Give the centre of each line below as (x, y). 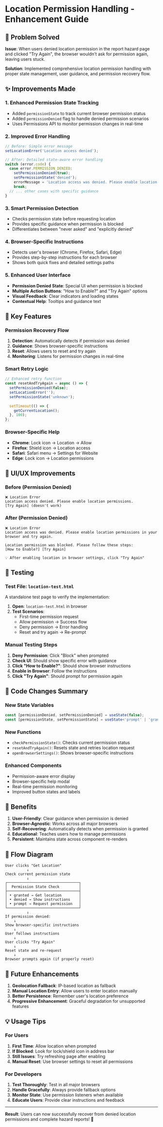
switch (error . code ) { (28, 164)
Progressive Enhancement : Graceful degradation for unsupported (79, 1001)
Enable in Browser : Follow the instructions (54, 671)
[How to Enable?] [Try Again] (36, 549)
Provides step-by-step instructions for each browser (65, 257)
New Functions (23, 732)
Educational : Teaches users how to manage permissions (69, 834)
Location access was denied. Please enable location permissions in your (81, 532)
